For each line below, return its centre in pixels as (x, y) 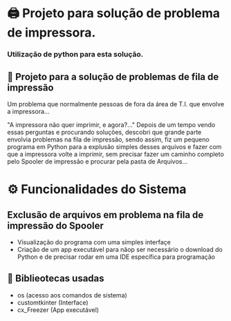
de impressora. (52, 33)
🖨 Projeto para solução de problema (113, 13)
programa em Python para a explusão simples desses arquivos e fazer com (114, 146)
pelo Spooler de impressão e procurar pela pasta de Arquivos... (98, 161)
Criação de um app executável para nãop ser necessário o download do (120, 249)
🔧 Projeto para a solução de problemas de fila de (113, 77)
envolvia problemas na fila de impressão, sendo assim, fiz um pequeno (108, 139)
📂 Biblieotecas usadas (56, 279)
